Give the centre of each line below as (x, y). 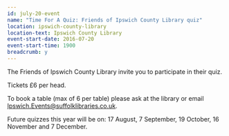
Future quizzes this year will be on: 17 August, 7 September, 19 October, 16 (113, 119)
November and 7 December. (47, 126)
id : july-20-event (34, 13)
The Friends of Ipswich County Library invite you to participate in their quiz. (115, 71)
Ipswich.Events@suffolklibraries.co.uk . (62, 106)
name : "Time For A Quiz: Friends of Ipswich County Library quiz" (105, 20)
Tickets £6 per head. (37, 85)
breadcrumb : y (28, 52)
